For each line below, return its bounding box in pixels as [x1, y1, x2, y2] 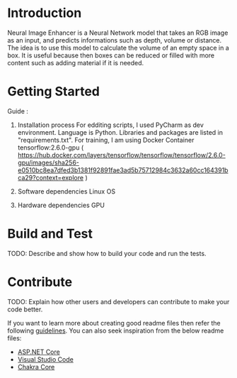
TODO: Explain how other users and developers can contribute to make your [7, 297, 230, 306]
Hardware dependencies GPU [17, 201, 105, 209]
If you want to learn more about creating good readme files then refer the [7, 318, 221, 327]
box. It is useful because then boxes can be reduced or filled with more [7, 51, 215, 60]
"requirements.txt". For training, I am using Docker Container [17, 135, 195, 144]
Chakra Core [17, 362, 55, 371]
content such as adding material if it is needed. [7, 58, 144, 67]
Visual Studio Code [17, 355, 74, 363]
